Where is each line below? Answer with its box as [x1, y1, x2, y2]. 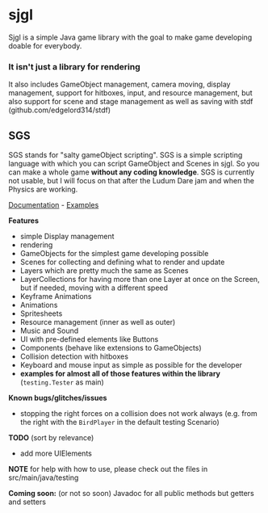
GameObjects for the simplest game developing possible [19, 249, 209, 259]
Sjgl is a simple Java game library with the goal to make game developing [8, 32, 253, 42]
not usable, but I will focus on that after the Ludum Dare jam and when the [8, 176, 254, 186]
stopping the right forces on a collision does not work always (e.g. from [19, 409, 258, 418]
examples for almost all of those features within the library [19, 369, 220, 379]
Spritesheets [19, 309, 63, 318]
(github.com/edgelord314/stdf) [8, 105, 111, 115]
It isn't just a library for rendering [8, 61, 140, 72]
